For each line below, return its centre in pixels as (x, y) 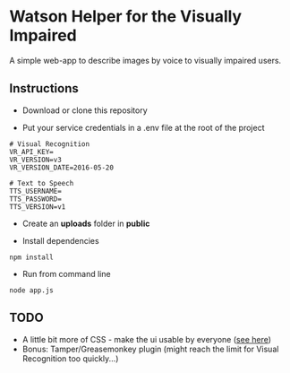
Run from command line (66, 273)
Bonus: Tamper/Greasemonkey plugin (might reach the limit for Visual (150, 349)
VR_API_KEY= (31, 152)
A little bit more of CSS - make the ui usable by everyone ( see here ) (146, 339)
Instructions (44, 88)
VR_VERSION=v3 (36, 160)
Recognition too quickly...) (70, 358)
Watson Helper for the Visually (126, 17)
